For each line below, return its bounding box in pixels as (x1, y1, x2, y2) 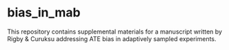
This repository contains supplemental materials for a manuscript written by (7, 27, 223, 36)
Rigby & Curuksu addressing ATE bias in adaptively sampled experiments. (7, 34, 217, 42)
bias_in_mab (7, 5, 81, 21)
